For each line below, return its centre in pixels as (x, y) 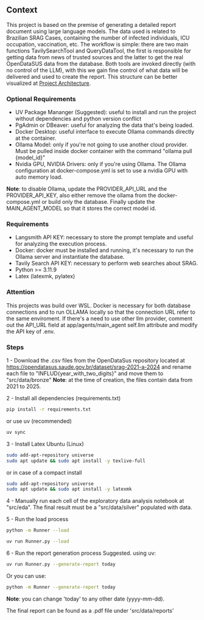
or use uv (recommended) (39, 421)
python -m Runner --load (38, 530)
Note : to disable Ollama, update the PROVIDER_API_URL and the (87, 189)
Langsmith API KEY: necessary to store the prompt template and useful (104, 237)
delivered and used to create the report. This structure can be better (92, 76)
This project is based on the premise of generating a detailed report (91, 24)
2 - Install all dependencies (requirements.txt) (64, 398)
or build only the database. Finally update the (98, 202)
